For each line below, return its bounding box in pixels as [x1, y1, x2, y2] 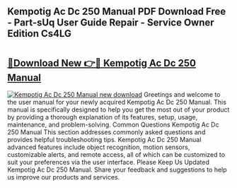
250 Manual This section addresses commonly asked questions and [7, 128, 206, 136]
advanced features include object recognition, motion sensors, [7, 143, 190, 151]
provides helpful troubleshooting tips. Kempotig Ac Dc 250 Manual [7, 136, 202, 143]
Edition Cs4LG [7, 28, 72, 40]
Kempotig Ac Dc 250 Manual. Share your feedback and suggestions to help [7, 165, 228, 174]
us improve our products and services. [7, 173, 120, 181]
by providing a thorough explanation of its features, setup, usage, [7, 113, 198, 121]
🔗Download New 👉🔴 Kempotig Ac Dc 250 [7, 57, 197, 69]
